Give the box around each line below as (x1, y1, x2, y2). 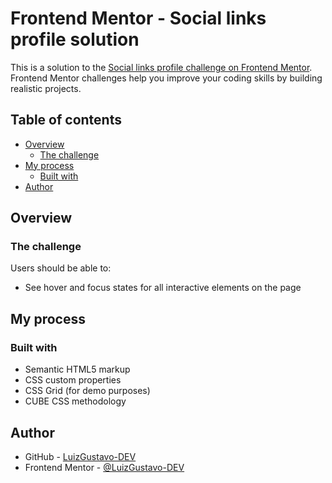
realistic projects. (10, 82, 82, 94)
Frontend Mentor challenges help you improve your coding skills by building (10, 72, 323, 84)
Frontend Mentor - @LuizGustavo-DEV (24, 461, 185, 473)
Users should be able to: (10, 262, 112, 274)
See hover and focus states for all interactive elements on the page (24, 282, 302, 294)
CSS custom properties (24, 374, 122, 386)
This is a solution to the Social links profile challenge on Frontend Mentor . (10, 61, 313, 73)
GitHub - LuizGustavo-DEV (24, 450, 137, 462)
